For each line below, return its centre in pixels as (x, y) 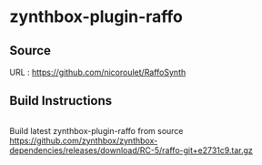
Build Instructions (61, 101)
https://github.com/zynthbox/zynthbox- (84, 140)
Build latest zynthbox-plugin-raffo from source (96, 130)
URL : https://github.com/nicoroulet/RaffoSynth (98, 72)
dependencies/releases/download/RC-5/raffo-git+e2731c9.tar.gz (131, 150)
